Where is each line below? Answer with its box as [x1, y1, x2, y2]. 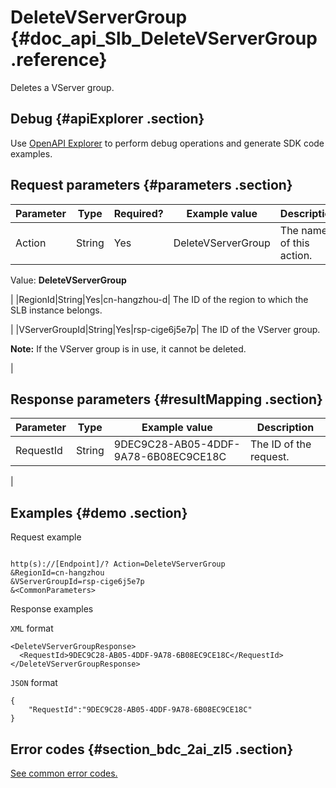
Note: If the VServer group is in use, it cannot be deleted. [10, 342, 247, 355]
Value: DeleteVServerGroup [10, 274, 127, 286]
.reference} [10, 49, 108, 71]
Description [256, 421, 315, 435]
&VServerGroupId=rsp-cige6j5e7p [10, 577, 145, 587]
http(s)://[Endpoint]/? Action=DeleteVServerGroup [10, 559, 226, 570]
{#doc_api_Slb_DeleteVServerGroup [10, 27, 318, 50]
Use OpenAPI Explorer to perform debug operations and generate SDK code [10, 137, 325, 149]
